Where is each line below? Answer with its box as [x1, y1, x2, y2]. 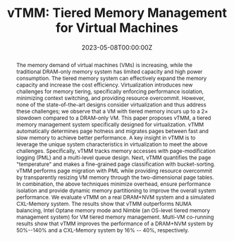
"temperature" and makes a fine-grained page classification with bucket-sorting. [16, 160, 216, 168]
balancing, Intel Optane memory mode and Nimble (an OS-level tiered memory [16, 206, 210, 214]
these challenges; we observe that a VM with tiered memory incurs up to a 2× [16, 107, 209, 115]
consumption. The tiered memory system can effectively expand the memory [16, 74, 207, 82]
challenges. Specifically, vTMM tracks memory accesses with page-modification [16, 147, 216, 154]
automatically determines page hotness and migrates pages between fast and [16, 127, 209, 135]
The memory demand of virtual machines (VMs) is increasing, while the [16, 61, 192, 68]
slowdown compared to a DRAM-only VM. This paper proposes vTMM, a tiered [16, 114, 211, 121]
